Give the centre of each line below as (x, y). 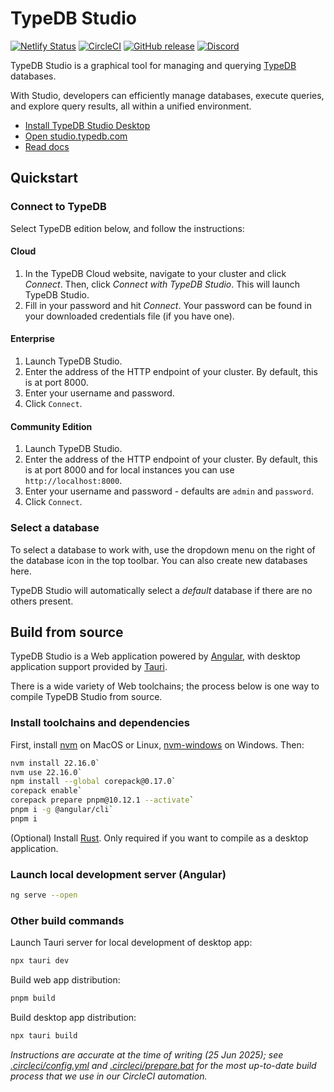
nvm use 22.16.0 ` (46, 772)
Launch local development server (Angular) (118, 874)
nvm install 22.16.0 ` (55, 763)
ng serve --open (44, 895)
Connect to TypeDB (58, 207)
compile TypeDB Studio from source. (86, 697)
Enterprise (32, 339)
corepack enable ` (46, 791)
